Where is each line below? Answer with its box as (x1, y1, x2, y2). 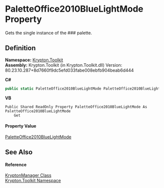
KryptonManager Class (5, 172, 52, 178)
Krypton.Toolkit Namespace (5, 178, 61, 184)
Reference (5, 162, 27, 168)
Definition (5, 44, 36, 52)
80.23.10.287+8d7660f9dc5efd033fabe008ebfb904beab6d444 (5, 67, 134, 73)
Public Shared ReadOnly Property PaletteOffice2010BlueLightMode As (5, 104, 147, 109)
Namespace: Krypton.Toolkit (5, 57, 63, 63)
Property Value (5, 123, 37, 129)
